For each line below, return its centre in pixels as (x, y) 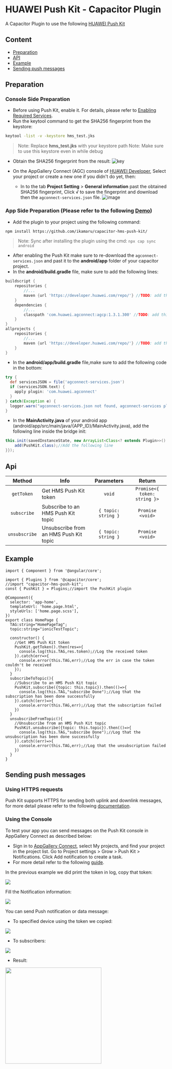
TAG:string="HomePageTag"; (39, 624)
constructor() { (27, 638)
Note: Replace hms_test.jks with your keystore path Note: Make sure (91, 146)
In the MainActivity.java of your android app (60, 420)
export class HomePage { (32, 620)
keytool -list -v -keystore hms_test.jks (50, 136)
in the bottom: (27, 368)
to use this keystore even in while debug (60, 151)
